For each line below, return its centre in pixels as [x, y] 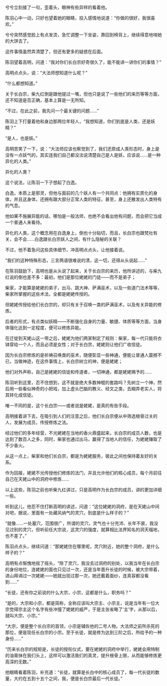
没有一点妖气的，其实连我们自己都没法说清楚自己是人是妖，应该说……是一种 [83, 155]
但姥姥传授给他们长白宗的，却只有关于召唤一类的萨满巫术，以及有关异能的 [81, 305]
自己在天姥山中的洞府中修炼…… [37, 479]
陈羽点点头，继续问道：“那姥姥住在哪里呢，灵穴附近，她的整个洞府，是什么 [83, 546]
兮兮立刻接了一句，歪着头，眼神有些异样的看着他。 [57, 7]
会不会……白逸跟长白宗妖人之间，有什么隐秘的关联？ [68, 239]
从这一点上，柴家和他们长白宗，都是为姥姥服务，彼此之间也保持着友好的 [79, 456]
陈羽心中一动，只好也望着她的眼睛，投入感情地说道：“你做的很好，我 [76, 18]
